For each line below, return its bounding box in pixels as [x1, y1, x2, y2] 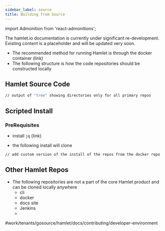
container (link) [12, 55, 43, 61]
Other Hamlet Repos [5, 166, 69, 174]
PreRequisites [5, 122, 40, 129]
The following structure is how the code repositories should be [12, 60, 140, 66]
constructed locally [12, 65, 52, 72]
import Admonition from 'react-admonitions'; [5, 25, 96, 31]
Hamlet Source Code [5, 80, 70, 88]
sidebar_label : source [5, 7, 52, 12]
